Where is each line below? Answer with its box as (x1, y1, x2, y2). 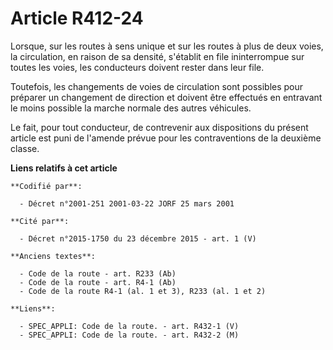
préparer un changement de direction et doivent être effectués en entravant (10, 91, 323, 103)
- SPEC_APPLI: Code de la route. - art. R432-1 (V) (19, 321, 240, 331)
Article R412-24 (10, 7, 144, 30)
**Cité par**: (10, 216, 70, 226)
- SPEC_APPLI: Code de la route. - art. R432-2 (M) (19, 330, 240, 340)
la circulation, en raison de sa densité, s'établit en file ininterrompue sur (10, 50, 305, 62)
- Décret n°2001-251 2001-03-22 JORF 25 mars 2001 (19, 198, 235, 209)
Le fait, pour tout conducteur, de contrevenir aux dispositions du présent (10, 121, 309, 133)
